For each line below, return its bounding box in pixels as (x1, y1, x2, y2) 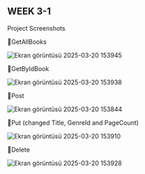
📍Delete (7, 145, 30, 154)
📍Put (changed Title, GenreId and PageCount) (7, 118, 139, 127)
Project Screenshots (7, 24, 66, 32)
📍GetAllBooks (7, 38, 47, 46)
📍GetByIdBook (7, 64, 49, 72)
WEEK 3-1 (7, 6, 51, 17)
